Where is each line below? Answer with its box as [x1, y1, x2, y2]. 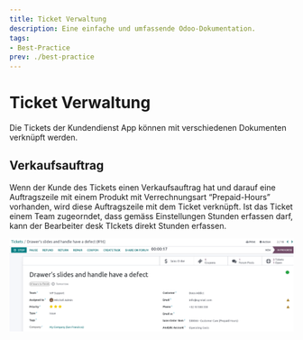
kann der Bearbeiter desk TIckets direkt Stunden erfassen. [9, 220, 227, 231]
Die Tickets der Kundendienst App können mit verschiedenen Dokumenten [9, 123, 287, 133]
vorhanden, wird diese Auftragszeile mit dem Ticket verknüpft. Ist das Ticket [9, 201, 293, 212]
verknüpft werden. [9, 132, 78, 143]
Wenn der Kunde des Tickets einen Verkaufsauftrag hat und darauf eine [9, 181, 277, 193]
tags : [9, 33, 30, 42]
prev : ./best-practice [9, 52, 95, 62]
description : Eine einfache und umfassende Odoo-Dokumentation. [9, 23, 256, 33]
